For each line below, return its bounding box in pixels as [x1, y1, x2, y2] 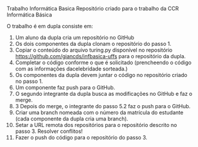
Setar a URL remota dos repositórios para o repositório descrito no [15, 122, 177, 128]
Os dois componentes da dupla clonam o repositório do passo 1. [15, 41, 171, 47]
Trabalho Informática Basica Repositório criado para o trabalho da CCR [6, 5, 179, 12]
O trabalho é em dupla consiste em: [6, 23, 93, 29]
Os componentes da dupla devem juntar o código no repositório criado [15, 72, 187, 78]
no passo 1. [15, 78, 43, 85]
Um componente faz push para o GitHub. [15, 84, 115, 91]
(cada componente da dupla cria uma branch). [15, 115, 128, 122]
